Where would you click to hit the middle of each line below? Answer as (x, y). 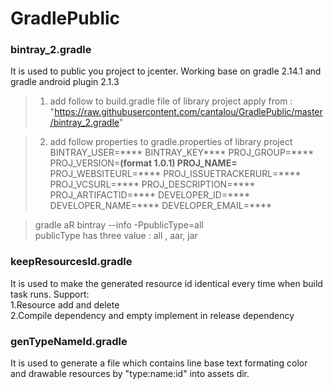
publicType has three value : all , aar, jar (116, 236)
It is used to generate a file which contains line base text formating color (159, 363)
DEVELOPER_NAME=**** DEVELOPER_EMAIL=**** (161, 206)
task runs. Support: (50, 294)
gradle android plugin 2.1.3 (65, 82)
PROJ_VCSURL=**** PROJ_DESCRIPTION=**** (152, 184)
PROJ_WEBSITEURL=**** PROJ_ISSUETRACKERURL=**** (175, 174)
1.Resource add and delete (65, 304)
